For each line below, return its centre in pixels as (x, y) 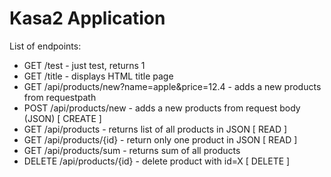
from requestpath (60, 97)
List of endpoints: (45, 46)
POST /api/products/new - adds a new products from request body (162, 108)
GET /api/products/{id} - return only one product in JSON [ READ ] (160, 139)
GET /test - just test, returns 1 (84, 65)
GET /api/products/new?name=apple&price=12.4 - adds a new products (172, 86)
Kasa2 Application (87, 18)
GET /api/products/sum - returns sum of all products (132, 150)
